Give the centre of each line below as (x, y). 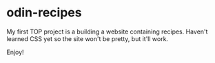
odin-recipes (44, 13)
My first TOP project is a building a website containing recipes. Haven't (107, 32)
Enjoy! (16, 52)
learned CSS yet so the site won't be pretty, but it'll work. (88, 38)
